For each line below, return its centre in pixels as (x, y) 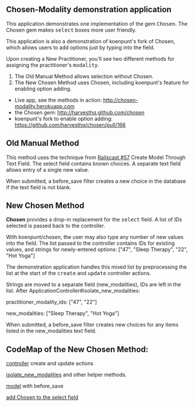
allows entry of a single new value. (48, 169)
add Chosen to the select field (42, 397)
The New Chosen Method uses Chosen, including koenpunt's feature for (102, 82)
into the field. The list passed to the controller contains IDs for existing (90, 243)
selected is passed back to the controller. (55, 226)
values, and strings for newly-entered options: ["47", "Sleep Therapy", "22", (97, 249)
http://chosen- (121, 100)
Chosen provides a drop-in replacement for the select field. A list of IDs (94, 220)
